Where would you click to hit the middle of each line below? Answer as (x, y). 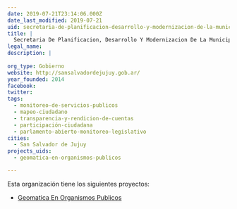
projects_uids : (30, 151)
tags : (15, 99)
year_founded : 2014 (36, 79)
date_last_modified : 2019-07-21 (55, 20)
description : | (30, 53)
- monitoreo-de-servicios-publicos (66, 106)
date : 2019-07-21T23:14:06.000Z (55, 14)
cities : (19, 138)
